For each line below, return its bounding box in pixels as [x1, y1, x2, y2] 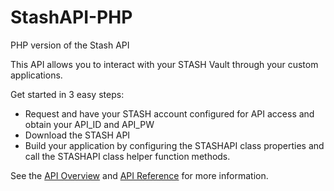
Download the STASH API [24, 129, 131, 141]
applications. [10, 69, 63, 81]
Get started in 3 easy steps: [10, 88, 125, 100]
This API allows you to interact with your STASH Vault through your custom [10, 58, 319, 70]
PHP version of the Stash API [10, 39, 130, 51]
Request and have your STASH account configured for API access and [24, 107, 315, 120]
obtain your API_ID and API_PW [24, 118, 155, 130]
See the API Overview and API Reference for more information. [10, 169, 269, 181]
